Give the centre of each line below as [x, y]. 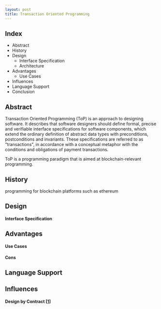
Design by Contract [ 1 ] [28, 301]
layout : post [18, 9]
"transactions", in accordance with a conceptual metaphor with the [72, 145]
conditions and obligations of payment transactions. [57, 150]
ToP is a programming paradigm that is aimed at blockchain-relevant [73, 159]
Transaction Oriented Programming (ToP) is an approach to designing [74, 119]
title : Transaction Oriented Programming [47, 14]
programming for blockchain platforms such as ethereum [62, 191]
